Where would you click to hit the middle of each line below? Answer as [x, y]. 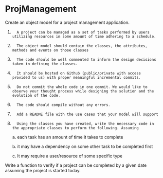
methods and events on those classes [50, 50]
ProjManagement [41, 9]
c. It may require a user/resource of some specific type [67, 156]
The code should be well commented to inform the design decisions [87, 59]
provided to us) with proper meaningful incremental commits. [76, 77]
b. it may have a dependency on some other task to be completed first [82, 146]
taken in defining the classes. [45, 64]
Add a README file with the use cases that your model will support [88, 114]
